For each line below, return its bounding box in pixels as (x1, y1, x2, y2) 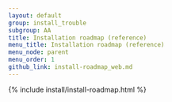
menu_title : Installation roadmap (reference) (8, 41, 165, 49)
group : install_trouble (8, 19, 87, 27)
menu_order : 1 (8, 56, 55, 64)
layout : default (8, 11, 62, 20)
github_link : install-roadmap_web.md (8, 63, 133, 71)
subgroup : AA (8, 26, 52, 34)
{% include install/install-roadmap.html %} (8, 85, 147, 94)
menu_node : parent (8, 48, 69, 56)
